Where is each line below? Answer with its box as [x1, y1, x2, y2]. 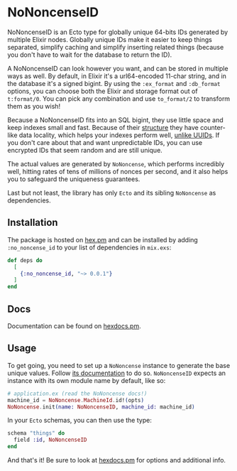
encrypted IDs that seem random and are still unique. [7, 146, 163, 154]
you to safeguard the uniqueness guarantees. [7, 175, 140, 183]
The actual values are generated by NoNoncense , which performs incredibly [7, 159, 225, 168]
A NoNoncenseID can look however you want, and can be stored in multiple [7, 64, 228, 72]
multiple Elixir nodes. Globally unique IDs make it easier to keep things [7, 35, 213, 43]
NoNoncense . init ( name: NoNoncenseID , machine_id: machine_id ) [7, 403, 195, 411]
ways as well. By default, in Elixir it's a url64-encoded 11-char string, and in [7, 72, 227, 80]
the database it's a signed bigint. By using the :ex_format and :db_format [7, 79, 221, 87]
